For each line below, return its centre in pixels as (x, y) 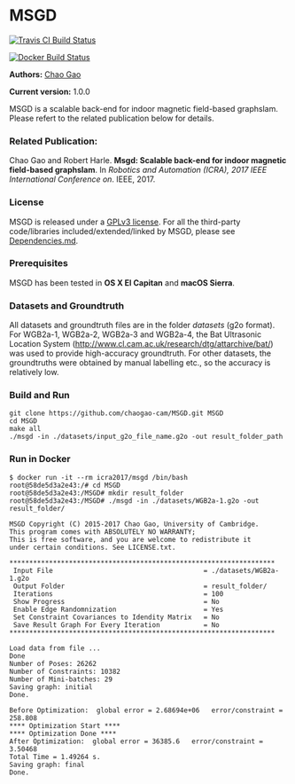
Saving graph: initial (51, 687)
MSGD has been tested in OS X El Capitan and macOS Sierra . (122, 282)
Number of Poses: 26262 (53, 663)
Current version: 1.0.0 (50, 91)
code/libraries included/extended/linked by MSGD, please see (122, 231)
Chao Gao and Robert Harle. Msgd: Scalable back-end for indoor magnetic (148, 161)
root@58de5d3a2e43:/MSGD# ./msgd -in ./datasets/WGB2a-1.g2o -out (134, 501)
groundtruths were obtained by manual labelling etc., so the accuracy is (140, 363)
